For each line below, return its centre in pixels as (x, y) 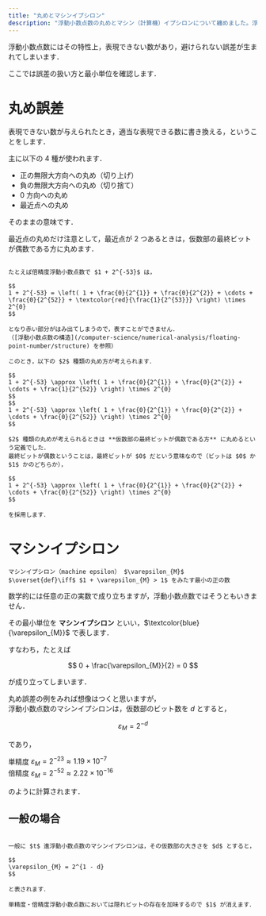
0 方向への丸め (44, 195)
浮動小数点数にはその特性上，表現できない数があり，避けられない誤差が (126, 46)
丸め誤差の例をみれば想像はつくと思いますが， (84, 699)
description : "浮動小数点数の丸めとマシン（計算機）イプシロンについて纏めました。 (130, 23)
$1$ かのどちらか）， (38, 465)
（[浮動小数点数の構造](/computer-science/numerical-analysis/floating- (125, 338)
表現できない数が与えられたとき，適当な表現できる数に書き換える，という (129, 132)
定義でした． (32, 448)
